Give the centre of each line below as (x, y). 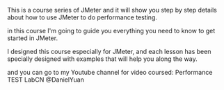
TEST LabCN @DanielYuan (46, 80)
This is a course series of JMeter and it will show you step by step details (112, 10)
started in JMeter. (32, 38)
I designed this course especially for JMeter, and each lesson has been (109, 52)
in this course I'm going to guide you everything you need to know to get (111, 31)
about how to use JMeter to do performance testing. (82, 17)
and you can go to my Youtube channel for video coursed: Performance (110, 72)
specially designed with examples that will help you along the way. (102, 59)
